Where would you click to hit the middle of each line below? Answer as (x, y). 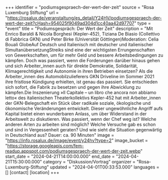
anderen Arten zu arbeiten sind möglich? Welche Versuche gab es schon (80, 124)
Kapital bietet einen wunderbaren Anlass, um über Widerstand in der (76, 114)
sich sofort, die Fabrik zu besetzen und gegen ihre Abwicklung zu (73, 87)
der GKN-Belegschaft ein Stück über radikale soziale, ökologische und (78, 103)
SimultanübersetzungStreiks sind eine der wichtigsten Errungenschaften (80, 50)
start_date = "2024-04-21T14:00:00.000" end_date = (60, 156)
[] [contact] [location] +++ (32, 172)
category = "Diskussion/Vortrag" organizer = (89, 162)
